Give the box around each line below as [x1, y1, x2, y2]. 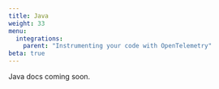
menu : [8, 27, 27, 35]
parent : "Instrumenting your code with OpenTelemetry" [23, 42, 213, 50]
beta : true [8, 49, 45, 57]
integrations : [15, 34, 63, 43]
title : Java [8, 11, 49, 20]
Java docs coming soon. [8, 72, 91, 81]
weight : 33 [8, 19, 45, 28]
